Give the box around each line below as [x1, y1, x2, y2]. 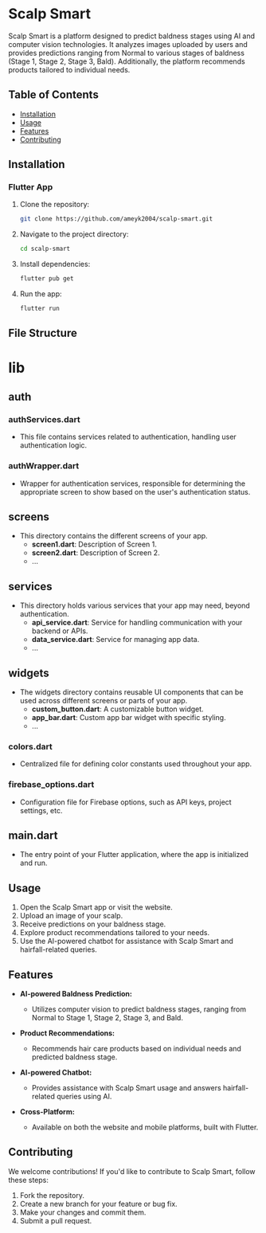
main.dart [8, 828, 58, 842]
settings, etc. [19, 805, 63, 815]
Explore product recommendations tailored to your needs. [19, 928, 209, 937]
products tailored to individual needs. [8, 65, 131, 74]
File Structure [8, 327, 77, 340]
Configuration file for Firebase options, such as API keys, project [19, 797, 233, 807]
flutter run [19, 304, 60, 313]
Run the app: [19, 289, 62, 299]
